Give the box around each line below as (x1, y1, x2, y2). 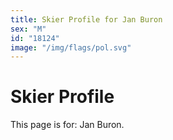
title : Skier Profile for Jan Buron (10, 14, 163, 25)
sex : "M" (10, 24, 47, 34)
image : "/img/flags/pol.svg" (10, 42, 132, 53)
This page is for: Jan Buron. (10, 119, 125, 131)
